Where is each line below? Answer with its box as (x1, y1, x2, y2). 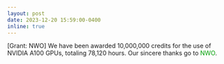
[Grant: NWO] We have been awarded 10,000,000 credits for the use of (7, 42, 211, 50)
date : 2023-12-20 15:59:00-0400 (7, 17, 101, 23)
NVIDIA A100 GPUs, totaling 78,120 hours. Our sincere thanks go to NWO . (7, 49, 218, 57)
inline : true (7, 23, 45, 30)
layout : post (7, 10, 45, 17)
